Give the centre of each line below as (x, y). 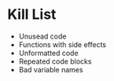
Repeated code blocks (55, 61)
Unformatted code (49, 53)
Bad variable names (51, 69)
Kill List (32, 15)
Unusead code (42, 36)
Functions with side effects (63, 44)
